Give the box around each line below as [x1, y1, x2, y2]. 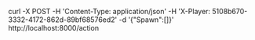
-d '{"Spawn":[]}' [118, 15, 174, 24]
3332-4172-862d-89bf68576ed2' [8, 15, 118, 24]
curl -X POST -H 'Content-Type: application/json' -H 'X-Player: [8, 7, 210, 16]
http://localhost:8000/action [8, 24, 100, 32]
